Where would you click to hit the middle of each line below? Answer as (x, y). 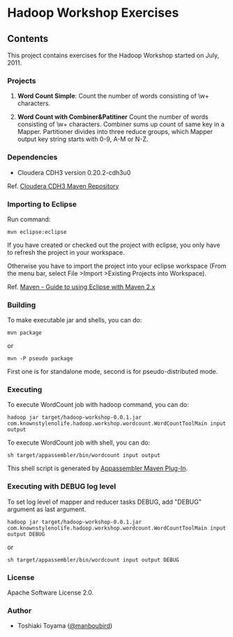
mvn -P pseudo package (40, 359)
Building (22, 305)
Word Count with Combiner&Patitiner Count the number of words (113, 117)
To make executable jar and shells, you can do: (75, 320)
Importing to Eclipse (42, 204)
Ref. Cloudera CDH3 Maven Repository (63, 186)
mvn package (24, 333)
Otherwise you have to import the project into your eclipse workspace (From (117, 266)
